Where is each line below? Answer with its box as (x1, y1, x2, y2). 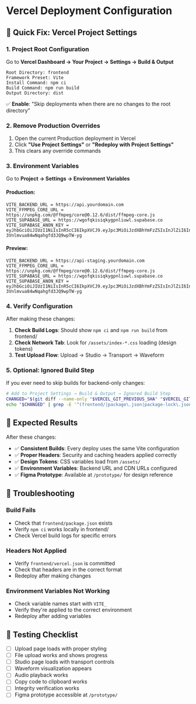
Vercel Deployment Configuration (6, 4, 173, 18)
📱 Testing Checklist (6, 630, 78, 640)
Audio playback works (14, 672, 68, 679)
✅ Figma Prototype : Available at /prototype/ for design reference (14, 471, 173, 478)
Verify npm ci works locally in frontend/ (14, 525, 109, 532)
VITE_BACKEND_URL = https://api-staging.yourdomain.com (6, 258, 145, 264)
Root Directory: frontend (6, 69, 69, 76)
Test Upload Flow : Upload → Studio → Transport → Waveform (14, 351, 164, 358)
